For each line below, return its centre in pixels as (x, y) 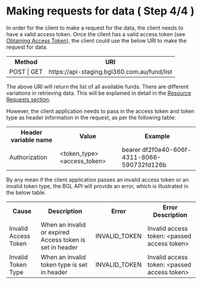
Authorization (28, 157)
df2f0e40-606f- (167, 150)
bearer (131, 150)
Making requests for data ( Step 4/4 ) (100, 11)
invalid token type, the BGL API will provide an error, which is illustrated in (97, 186)
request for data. (27, 47)
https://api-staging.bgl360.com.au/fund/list (110, 72)
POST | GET (26, 72)
